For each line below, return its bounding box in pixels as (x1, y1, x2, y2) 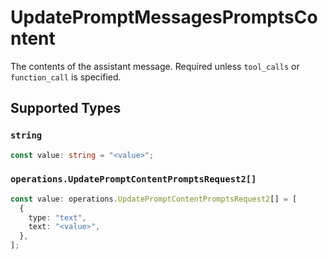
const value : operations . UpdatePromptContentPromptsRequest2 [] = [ (10, 194, 298, 204)
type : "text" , (28, 212, 87, 223)
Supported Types (10, 100, 122, 117)
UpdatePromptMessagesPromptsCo (10, 6, 318, 29)
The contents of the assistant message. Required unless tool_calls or (10, 60, 300, 72)
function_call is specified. (10, 71, 122, 83)
